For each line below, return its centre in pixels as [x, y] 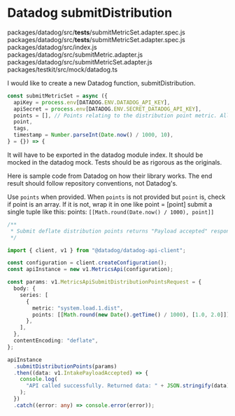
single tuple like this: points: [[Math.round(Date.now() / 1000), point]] [111, 212]
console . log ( [39, 380]
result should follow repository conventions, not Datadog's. [93, 183]
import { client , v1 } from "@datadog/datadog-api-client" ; [97, 250]
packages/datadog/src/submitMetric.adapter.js [75, 55]
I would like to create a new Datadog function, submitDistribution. [101, 83]
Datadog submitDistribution [90, 13]
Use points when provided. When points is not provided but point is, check [116, 197]
